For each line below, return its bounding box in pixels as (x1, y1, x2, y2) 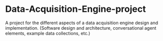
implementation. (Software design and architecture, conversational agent (5, 25, 157, 31)
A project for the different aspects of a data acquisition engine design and (5, 20, 158, 26)
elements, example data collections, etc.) (5, 30, 91, 36)
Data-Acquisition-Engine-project (5, 3, 146, 15)
